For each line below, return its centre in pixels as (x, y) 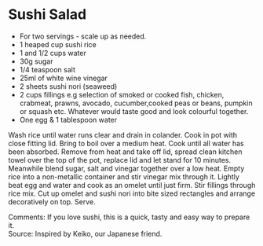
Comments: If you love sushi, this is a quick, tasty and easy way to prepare (129, 217)
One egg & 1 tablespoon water (68, 119)
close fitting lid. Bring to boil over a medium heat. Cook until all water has (126, 143)
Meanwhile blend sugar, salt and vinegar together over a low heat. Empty (126, 168)
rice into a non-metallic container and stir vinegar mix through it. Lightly (124, 176)
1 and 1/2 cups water (53, 53)
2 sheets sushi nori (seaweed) (68, 86)
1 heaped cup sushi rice (58, 44)
